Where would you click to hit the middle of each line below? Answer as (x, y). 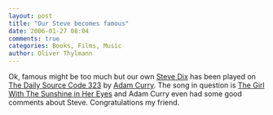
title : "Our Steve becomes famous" (69, 23)
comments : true (34, 38)
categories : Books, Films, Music (65, 46)
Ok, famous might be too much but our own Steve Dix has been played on (132, 77)
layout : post (31, 16)
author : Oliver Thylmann (51, 53)
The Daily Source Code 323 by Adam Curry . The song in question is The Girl (136, 85)
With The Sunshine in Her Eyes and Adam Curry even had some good (125, 94)
